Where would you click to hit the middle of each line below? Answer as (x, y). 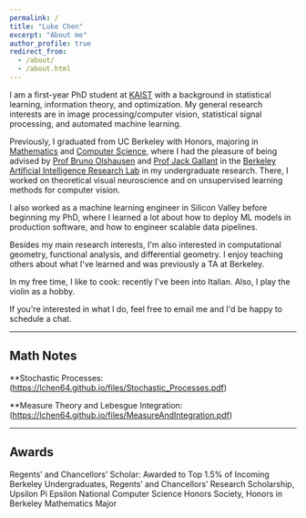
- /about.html (44, 69)
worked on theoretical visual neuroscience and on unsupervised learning (146, 180)
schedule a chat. (41, 318)
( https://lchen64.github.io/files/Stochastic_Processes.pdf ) (118, 388)
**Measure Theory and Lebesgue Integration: (96, 405)
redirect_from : (38, 52)
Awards (32, 452)
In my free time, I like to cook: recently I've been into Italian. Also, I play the (150, 281)
